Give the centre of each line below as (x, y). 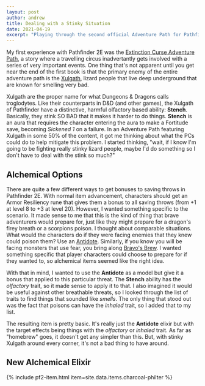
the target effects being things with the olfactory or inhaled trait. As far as (99, 330)
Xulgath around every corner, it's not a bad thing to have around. (88, 343)
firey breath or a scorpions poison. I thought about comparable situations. (99, 228)
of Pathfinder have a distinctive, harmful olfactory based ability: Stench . (97, 110)
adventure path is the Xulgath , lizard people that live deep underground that (102, 78)
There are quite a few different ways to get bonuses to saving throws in (96, 189)
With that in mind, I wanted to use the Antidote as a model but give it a (95, 273)
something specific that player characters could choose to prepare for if (97, 254)
